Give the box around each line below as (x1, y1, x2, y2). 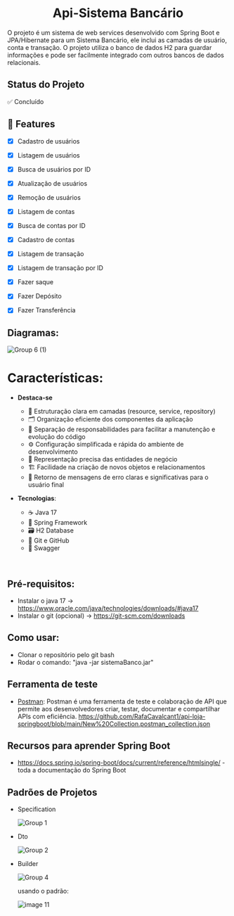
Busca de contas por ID (17, 221, 86, 229)
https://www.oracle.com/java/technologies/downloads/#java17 (17, 604, 199, 612)
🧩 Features (7, 118, 56, 130)
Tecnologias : (17, 494, 56, 503)
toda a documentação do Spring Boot (17, 766, 126, 775)
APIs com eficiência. (17, 712, 77, 720)
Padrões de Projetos (7, 786, 98, 799)
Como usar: (7, 632, 60, 644)
